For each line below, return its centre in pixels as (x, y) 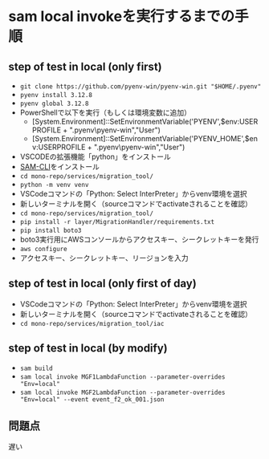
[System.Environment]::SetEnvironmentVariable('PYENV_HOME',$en (145, 138)
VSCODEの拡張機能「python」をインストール (95, 156)
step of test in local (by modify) (88, 349)
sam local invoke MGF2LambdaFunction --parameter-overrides (122, 392)
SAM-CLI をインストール (60, 167)
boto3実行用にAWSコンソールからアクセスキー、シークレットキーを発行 (139, 239)
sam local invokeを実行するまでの (122, 16)
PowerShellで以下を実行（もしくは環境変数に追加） (105, 112)
